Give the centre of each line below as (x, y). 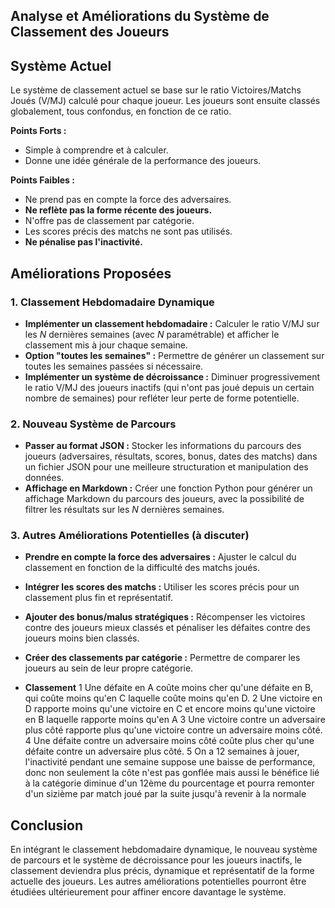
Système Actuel (61, 65)
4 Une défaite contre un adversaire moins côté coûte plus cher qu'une (169, 741)
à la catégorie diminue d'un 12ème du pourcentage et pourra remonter (169, 783)
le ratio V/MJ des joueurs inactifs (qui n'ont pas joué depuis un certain (169, 387)
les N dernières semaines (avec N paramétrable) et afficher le (152, 334)
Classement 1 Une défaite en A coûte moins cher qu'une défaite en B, (169, 688)
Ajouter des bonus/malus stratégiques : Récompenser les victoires (165, 617)
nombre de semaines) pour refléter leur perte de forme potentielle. (162, 398)
